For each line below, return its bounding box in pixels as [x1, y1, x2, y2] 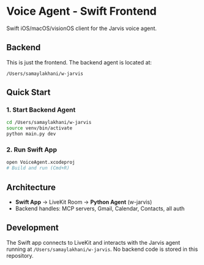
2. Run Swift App [6, 145, 57, 154]
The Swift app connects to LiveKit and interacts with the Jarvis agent [6, 239, 181, 246]
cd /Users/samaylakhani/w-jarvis [6, 120, 92, 126]
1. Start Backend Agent [6, 106, 76, 114]
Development [6, 223, 59, 233]
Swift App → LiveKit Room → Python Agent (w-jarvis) [15, 198, 152, 205]
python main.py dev [6, 131, 56, 137]
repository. [6, 252, 34, 259]
